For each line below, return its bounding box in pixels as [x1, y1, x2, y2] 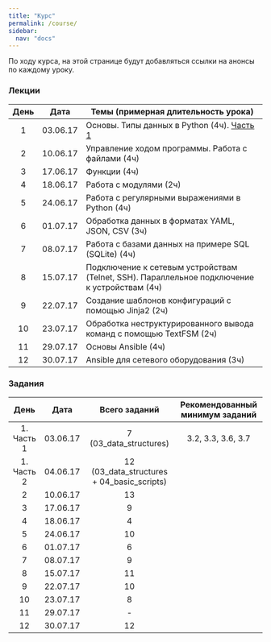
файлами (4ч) [85, 152, 140, 164]
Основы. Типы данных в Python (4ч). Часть [85, 119, 255, 130]
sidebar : [8, 27, 38, 35]
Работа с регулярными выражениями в [85, 192, 241, 203]
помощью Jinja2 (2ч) [85, 304, 169, 316]
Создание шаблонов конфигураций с [85, 295, 231, 306]
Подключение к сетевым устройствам [85, 261, 238, 272]
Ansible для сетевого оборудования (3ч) [85, 354, 244, 365]
